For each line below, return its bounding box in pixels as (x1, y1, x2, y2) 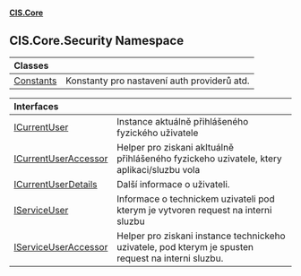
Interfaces (13, 100, 59, 113)
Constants (13, 74, 57, 87)
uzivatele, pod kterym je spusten (116, 241, 254, 254)
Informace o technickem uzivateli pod (116, 193, 275, 205)
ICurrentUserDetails (13, 178, 98, 191)
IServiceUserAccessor (13, 241, 108, 254)
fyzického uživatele (116, 126, 199, 139)
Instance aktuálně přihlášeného (116, 116, 249, 128)
